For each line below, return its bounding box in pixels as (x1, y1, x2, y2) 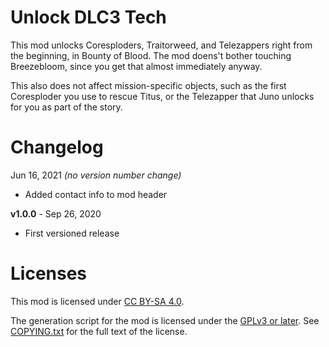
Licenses (10, 262, 88, 285)
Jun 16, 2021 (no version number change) (10, 169, 182, 181)
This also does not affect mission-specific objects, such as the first (10, 79, 287, 91)
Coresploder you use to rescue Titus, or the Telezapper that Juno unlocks (10, 90, 315, 102)
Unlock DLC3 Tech (10, 6, 167, 29)
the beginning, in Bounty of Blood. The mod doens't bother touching (10, 49, 292, 61)
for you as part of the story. (10, 101, 123, 113)
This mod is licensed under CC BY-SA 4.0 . (10, 295, 185, 307)
